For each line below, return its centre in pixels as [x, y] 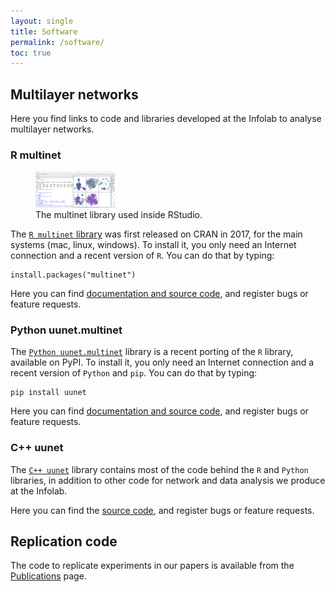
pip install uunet [48, 393]
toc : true [31, 53]
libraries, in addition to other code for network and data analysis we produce [168, 480]
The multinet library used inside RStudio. [119, 214]
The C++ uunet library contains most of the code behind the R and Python [159, 469]
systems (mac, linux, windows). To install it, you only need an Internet [153, 244]
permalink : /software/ [57, 42]
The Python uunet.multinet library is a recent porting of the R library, [152, 352]
